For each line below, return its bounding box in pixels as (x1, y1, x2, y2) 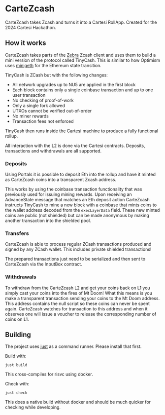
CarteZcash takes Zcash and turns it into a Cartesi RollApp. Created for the (5, 19, 157, 25)
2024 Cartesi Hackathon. (5, 24, 56, 30)
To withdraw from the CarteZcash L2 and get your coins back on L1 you (5, 285, 150, 291)
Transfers (5, 230, 30, 237)
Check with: (5, 381, 30, 387)
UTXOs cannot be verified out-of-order (12, 108, 92, 113)
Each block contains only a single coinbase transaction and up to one (12, 87, 154, 93)
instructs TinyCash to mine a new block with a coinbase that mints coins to (5, 202, 157, 208)
